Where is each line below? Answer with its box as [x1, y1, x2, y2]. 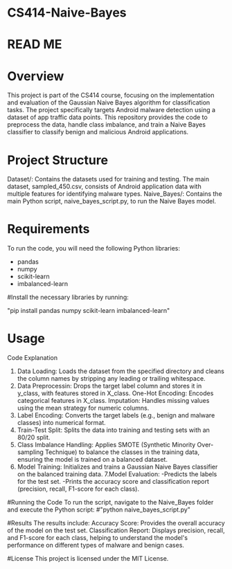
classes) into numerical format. [17, 419, 106, 427]
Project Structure [7, 152, 109, 168]
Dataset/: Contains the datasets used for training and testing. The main [7, 175, 210, 183]
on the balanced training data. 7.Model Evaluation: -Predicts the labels [17, 470, 217, 478]
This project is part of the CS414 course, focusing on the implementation [7, 91, 215, 100]
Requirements [7, 222, 90, 237]
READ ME [7, 37, 62, 53]
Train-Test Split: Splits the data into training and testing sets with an [17, 426, 210, 434]
